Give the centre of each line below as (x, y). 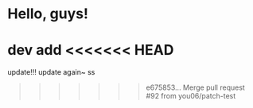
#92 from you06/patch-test (191, 96)
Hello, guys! (48, 14)
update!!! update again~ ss (51, 72)
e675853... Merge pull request (196, 87)
